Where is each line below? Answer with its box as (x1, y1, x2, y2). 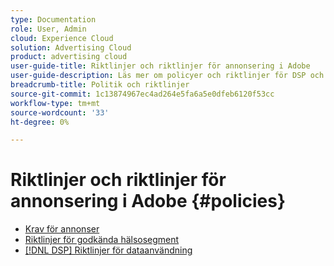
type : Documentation (10, 14, 97, 25)
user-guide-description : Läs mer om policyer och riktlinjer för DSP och (10, 71, 325, 81)
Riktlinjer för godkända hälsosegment (24, 234, 180, 246)
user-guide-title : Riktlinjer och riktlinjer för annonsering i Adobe (10, 61, 311, 71)
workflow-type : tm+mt (10, 98, 101, 108)
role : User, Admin (10, 24, 87, 34)
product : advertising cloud (10, 52, 128, 62)
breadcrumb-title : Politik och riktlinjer (10, 80, 190, 90)
